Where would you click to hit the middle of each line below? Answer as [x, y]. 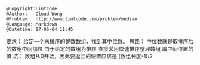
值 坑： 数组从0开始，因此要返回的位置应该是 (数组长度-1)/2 [80, 56]
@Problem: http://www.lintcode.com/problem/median [72, 19]
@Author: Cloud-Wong [34, 14]
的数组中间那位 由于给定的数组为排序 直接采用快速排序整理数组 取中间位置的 [100, 49]
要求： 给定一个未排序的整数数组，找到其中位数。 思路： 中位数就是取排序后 [100, 41]
